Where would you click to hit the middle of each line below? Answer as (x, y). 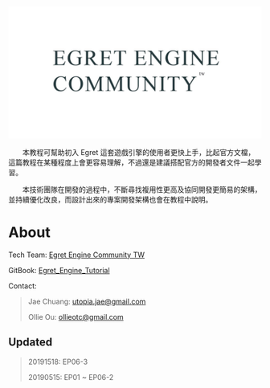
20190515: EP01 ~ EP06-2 (71, 377)
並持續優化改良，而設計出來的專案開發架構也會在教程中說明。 (110, 199)
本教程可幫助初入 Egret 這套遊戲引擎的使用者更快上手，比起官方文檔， (139, 152)
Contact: (23, 286)
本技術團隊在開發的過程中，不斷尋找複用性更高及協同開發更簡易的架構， (142, 189)
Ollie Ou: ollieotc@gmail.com (76, 317)
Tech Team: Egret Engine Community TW (77, 255)
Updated (31, 343)
